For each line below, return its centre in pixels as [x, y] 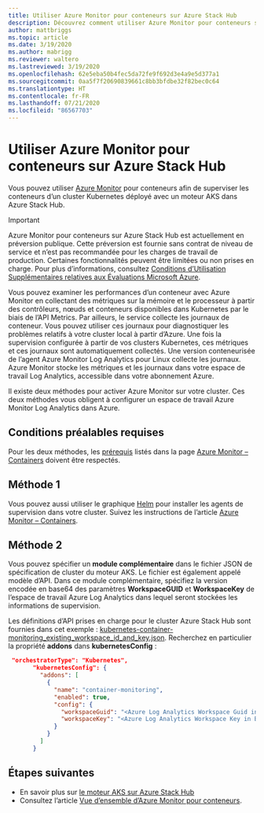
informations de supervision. [54, 606]
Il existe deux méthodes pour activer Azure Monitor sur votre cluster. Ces [126, 391]
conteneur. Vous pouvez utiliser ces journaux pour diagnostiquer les [119, 325]
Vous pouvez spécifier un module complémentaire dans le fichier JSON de [130, 564]
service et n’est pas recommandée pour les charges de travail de [113, 252]
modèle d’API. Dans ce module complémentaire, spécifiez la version [118, 581]
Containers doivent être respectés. [64, 460]
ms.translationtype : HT [47, 89]
